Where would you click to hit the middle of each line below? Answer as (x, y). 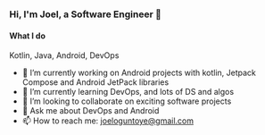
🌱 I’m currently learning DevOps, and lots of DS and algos (128, 92)
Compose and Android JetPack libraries (95, 82)
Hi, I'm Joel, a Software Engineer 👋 (86, 14)
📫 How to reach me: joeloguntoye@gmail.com (108, 121)
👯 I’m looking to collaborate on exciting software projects (127, 101)
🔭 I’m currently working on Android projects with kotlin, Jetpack (139, 73)
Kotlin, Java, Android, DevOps (64, 55)
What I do (28, 36)
